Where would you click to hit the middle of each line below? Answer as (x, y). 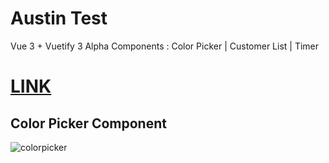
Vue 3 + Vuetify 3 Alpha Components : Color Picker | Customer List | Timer (165, 46)
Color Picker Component (88, 123)
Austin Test (59, 18)
